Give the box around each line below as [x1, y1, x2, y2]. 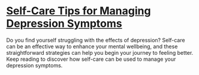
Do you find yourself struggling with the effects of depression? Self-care [6, 36, 185, 43]
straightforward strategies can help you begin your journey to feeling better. [6, 49, 194, 56]
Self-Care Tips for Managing [6, 4, 151, 18]
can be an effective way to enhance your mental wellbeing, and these [6, 43, 178, 50]
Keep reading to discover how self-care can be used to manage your [6, 55, 176, 62]
